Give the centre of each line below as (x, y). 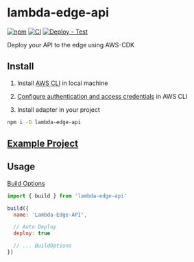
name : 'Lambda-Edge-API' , (50, 215)
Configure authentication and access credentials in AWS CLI (102, 96)
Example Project (43, 144)
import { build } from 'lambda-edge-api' (67, 196)
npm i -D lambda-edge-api (44, 122)
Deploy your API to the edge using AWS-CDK (71, 45)
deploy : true (32, 234)
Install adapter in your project (59, 109)
